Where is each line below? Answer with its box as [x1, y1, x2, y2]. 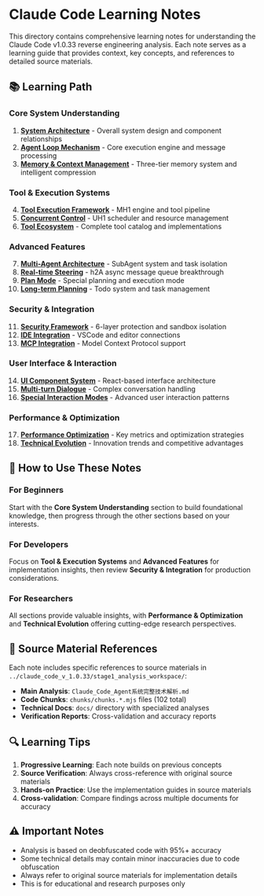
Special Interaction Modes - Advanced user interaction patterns [20, 392, 230, 402]
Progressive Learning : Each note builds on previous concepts [20, 760, 222, 769]
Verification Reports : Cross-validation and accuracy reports [20, 711, 217, 721]
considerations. [9, 574, 60, 583]
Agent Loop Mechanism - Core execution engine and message [20, 142, 226, 152]
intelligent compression [20, 167, 97, 177]
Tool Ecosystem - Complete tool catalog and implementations [20, 222, 222, 231]
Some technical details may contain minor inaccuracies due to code [20, 854, 240, 863]
